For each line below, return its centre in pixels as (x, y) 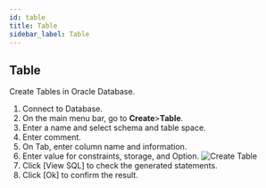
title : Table (33, 26)
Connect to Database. (62, 109)
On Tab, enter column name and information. (104, 147)
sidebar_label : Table (50, 34)
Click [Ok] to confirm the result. (80, 176)
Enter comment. (52, 137)
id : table (28, 17)
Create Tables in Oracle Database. (72, 92)
